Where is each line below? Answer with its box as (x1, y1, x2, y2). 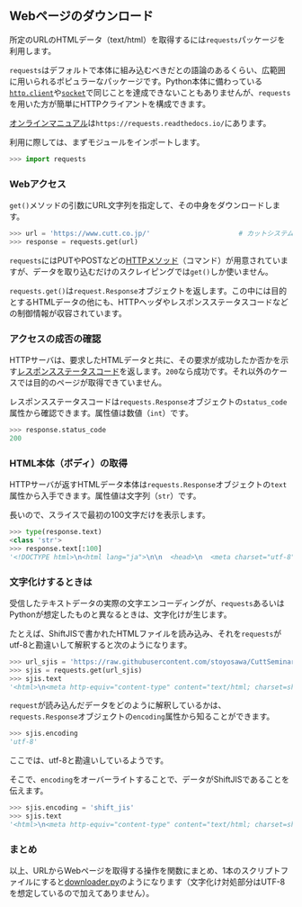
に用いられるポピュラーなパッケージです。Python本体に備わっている (9, 76, 263, 86)
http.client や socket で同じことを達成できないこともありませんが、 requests (9, 86, 291, 97)
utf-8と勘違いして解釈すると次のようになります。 (9, 639, 192, 650)
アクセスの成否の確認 (9, 332, 102, 345)
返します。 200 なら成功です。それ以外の (127, 366, 272, 376)
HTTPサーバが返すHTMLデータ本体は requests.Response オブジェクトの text (9, 479, 288, 490)
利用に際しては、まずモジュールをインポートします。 (9, 136, 205, 147)
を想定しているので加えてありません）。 (9, 888, 155, 899)
